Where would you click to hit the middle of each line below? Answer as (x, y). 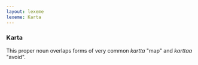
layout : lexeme (25, 12)
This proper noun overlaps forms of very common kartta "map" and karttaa (99, 50)
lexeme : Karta (24, 17)
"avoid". (16, 57)
